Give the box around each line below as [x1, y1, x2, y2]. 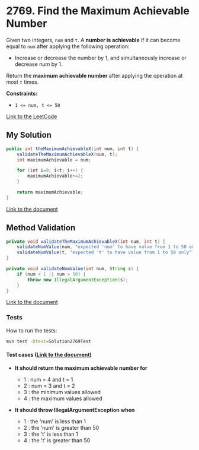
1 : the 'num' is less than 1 [23, 417, 86, 425]
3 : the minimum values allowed [23, 388, 101, 395]
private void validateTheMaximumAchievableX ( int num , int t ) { [6, 239, 166, 245]
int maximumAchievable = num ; [17, 157, 92, 163]
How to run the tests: [6, 327, 57, 334]
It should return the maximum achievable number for [14, 364, 148, 372]
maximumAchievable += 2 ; [27, 173, 84, 179]
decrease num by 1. [14, 61, 63, 68]
